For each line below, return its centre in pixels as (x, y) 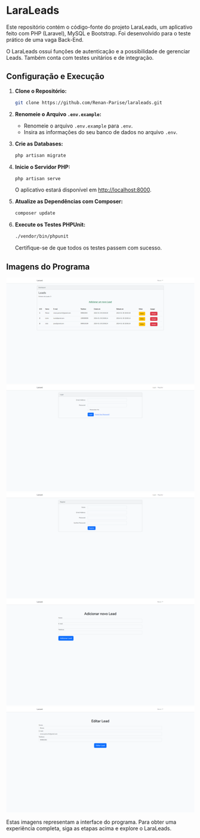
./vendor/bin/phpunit (41, 236)
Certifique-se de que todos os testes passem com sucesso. (88, 248)
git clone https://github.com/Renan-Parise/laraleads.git (88, 102)
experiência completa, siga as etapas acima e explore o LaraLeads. (89, 828)
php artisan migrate (40, 155)
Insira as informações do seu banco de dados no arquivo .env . (101, 132)
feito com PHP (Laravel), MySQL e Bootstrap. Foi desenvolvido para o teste (99, 33)
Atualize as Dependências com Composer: (69, 202)
